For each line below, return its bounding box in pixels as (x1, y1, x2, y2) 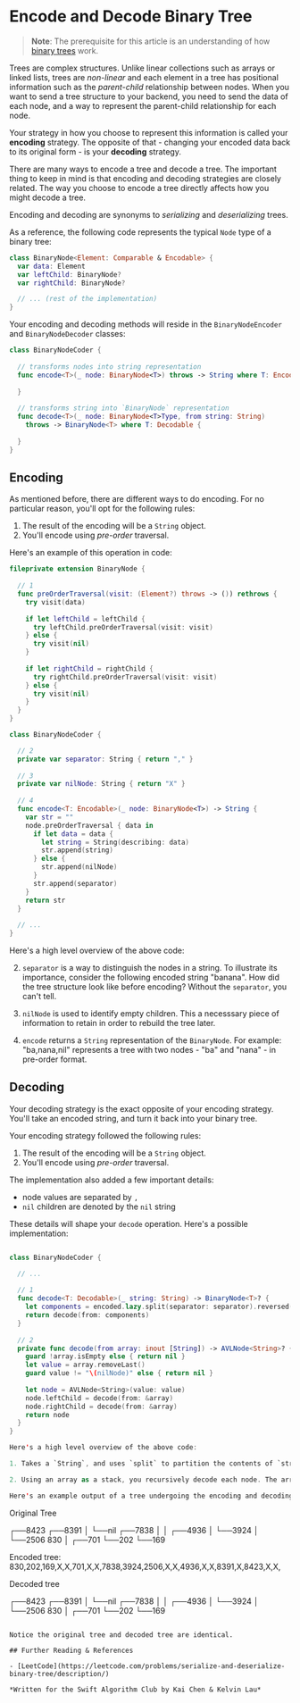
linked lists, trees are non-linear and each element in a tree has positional (9, 71, 279, 82)
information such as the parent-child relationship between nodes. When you (9, 81, 290, 92)
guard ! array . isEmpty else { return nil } (25, 1352, 186, 1361)
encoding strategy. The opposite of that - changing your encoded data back (9, 137, 291, 147)
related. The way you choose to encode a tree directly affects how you (9, 182, 270, 193)
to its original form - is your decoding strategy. (9, 146, 181, 157)
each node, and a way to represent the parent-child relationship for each (9, 100, 277, 111)
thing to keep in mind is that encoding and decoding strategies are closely (9, 172, 281, 184)
